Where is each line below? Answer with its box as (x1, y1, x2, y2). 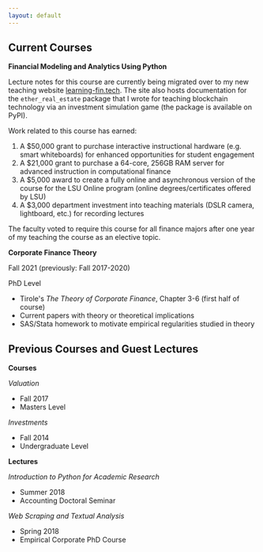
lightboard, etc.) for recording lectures (19, 209, 145, 219)
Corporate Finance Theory (8, 248, 97, 257)
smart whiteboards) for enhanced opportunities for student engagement (19, 150, 255, 159)
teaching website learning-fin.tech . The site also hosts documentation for (8, 86, 247, 95)
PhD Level (8, 279, 42, 288)
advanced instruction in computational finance (19, 167, 171, 177)
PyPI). (8, 111, 28, 120)
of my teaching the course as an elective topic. (8, 233, 161, 242)
